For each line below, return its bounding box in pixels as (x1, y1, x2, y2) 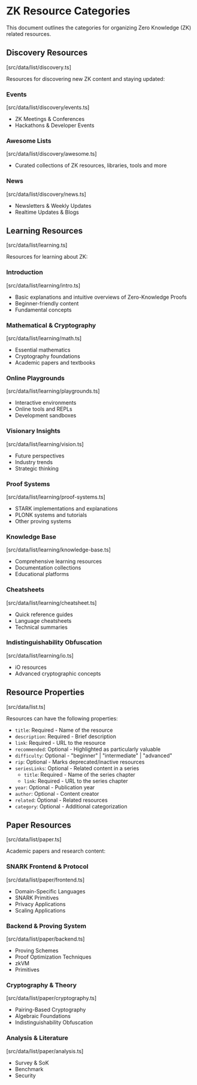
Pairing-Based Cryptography (14, 1006, 86, 1013)
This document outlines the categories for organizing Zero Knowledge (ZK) (6, 24, 192, 31)
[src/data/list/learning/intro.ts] (6, 281, 81, 289)
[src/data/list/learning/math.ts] (6, 335, 82, 342)
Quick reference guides (14, 611, 73, 618)
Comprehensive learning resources (14, 558, 102, 565)
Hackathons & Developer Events (14, 122, 95, 129)
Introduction (6, 268, 43, 277)
